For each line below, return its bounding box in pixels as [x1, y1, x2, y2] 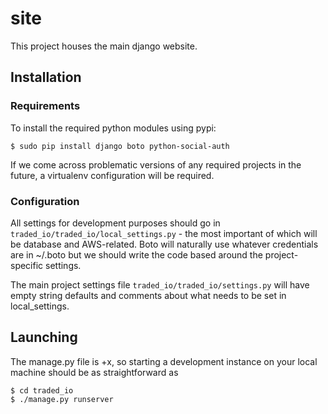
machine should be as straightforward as [10, 366, 179, 378]
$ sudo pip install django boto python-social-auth [10, 141, 230, 151]
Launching [10, 329, 78, 346]
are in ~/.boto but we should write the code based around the [10, 248, 263, 261]
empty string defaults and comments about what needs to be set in [10, 289, 287, 301]
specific [10, 259, 44, 271]
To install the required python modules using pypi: [10, 122, 217, 134]
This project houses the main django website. [10, 40, 198, 52]
